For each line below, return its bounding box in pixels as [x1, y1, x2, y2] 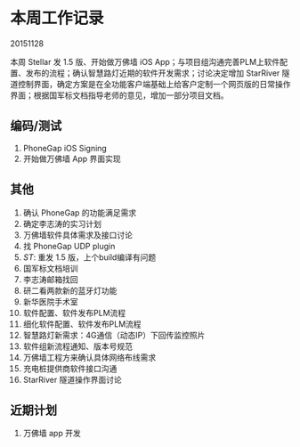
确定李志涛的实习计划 [22, 218, 101, 229]
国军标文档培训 [22, 263, 78, 273]
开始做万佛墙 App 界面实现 [22, 153, 121, 164]
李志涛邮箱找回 [22, 273, 78, 285]
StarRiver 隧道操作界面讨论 [22, 374, 123, 385]
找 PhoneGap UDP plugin [22, 240, 116, 251]
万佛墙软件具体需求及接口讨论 [22, 229, 133, 240]
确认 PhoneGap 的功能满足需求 [22, 207, 137, 218]
